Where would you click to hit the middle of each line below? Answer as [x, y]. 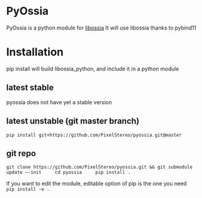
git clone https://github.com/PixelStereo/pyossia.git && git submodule [99, 167]
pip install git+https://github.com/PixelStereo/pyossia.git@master [94, 135]
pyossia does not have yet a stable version [59, 102]
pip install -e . [28, 190]
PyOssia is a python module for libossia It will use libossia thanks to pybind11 [101, 28]
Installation [35, 52]
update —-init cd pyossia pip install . [68, 173]
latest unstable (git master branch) [73, 121]
